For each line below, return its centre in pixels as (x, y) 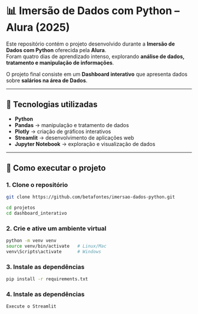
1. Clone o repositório (37, 185)
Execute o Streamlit (32, 307)
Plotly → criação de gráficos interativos (63, 131)
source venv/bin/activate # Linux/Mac (57, 246)
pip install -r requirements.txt (47, 279)
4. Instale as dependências (45, 294)
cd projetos (21, 208)
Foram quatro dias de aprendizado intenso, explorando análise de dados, (95, 56)
